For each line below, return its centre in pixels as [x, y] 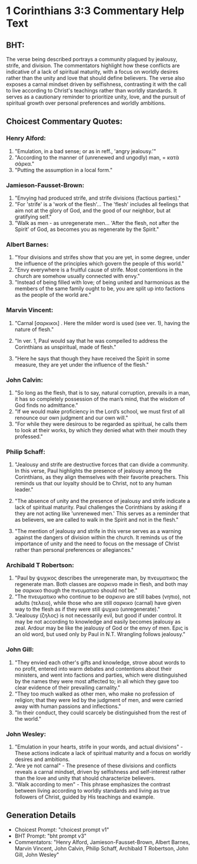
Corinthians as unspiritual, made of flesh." [65, 347]
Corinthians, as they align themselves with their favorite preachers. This [101, 477]
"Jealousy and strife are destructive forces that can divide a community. [102, 465]
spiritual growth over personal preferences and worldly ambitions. [86, 103]
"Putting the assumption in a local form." [64, 170]
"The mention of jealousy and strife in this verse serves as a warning [98, 531]
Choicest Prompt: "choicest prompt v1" [62, 829]
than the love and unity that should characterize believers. [85, 778]
